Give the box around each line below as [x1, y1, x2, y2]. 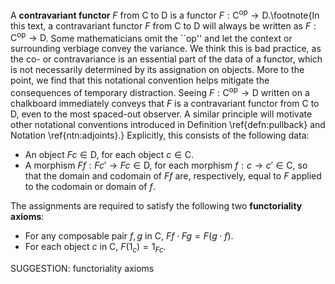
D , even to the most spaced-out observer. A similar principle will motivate [10, 108, 313, 120]
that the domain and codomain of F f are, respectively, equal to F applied [24, 169, 322, 182]
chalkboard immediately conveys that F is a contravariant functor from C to [10, 97, 320, 109]
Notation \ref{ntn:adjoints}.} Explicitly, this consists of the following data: [10, 129, 310, 141]
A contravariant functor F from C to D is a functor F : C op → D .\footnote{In [10, 8, 320, 21]
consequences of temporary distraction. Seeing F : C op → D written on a [10, 85, 310, 98]
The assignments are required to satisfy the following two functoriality [10, 199, 303, 212]
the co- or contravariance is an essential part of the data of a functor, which [10, 53, 323, 65]
